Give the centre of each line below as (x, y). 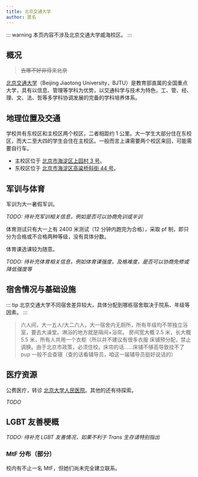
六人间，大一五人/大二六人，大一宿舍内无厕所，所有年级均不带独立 (101, 325)
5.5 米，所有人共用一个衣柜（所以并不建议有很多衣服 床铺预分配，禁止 (106, 339)
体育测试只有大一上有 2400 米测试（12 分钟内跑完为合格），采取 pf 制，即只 (98, 229)
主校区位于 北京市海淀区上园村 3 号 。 (60, 161)
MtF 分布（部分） (31, 454)
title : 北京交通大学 (29, 12)
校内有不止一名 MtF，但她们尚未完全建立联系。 (63, 468)
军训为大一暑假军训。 (32, 204)
